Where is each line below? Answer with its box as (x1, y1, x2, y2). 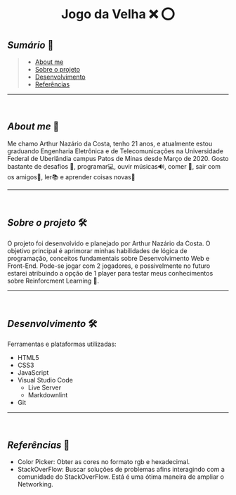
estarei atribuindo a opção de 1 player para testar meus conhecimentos (7, 269, 214, 277)
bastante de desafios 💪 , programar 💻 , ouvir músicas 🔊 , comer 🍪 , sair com (7, 162, 221, 170)
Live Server (27, 383, 62, 392)
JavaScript (17, 368, 49, 377)
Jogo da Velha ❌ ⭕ (60, 6, 176, 22)
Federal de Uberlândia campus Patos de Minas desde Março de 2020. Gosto (7, 154, 230, 162)
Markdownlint (27, 391, 68, 399)
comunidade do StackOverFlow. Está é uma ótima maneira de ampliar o (17, 472, 225, 481)
